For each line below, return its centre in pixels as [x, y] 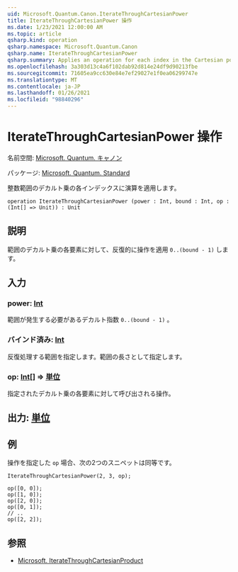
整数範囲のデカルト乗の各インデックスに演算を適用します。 [94, 188]
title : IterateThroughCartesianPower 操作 [70, 21]
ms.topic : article [34, 34]
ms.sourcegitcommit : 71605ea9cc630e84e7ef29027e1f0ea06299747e [103, 73]
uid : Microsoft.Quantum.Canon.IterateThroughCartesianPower [98, 14]
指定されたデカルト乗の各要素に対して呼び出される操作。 [91, 393]
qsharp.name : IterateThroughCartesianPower [73, 54]
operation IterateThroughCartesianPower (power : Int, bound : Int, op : [119, 201]
